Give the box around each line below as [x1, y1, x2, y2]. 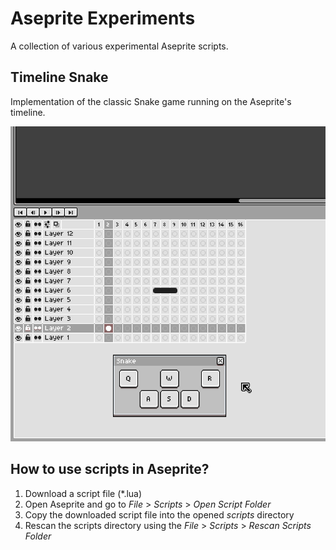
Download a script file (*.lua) [24, 487, 143, 499]
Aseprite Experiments [10, 7, 196, 30]
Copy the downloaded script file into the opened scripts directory [24, 508, 295, 521]
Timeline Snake [10, 69, 109, 86]
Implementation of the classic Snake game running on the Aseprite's [10, 95, 292, 107]
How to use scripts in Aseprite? [10, 461, 210, 478]
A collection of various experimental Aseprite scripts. [10, 40, 229, 52]
